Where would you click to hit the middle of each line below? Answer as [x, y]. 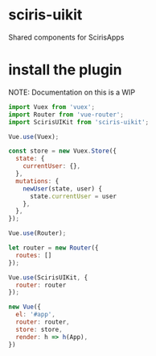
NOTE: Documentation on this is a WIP [72, 92]
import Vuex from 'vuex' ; [51, 107]
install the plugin [65, 70]
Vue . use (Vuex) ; [34, 136]
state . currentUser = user [73, 196]
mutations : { [37, 181]
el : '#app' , [36, 315]
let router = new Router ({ [53, 248]
